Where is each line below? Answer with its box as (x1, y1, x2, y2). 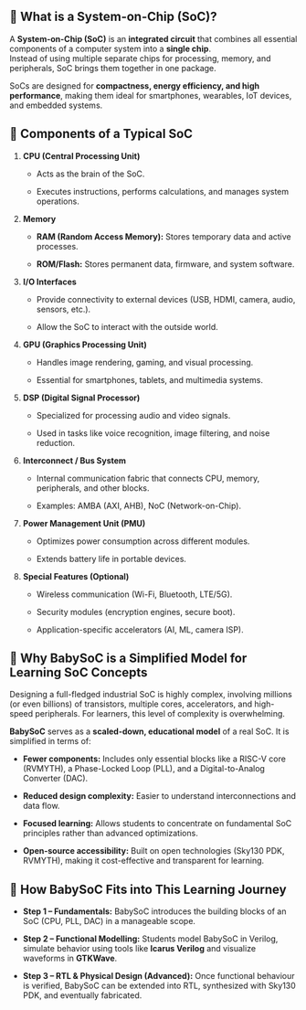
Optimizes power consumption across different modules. (36, 536, 250, 547)
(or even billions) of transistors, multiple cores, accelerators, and (9, 698, 253, 709)
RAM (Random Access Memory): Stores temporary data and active (36, 230, 292, 242)
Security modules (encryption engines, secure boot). (36, 606, 236, 617)
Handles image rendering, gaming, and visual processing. (36, 356, 254, 367)
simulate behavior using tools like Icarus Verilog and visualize (22, 943, 257, 954)
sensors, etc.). (36, 303, 91, 314)
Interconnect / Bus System (22, 454, 126, 466)
